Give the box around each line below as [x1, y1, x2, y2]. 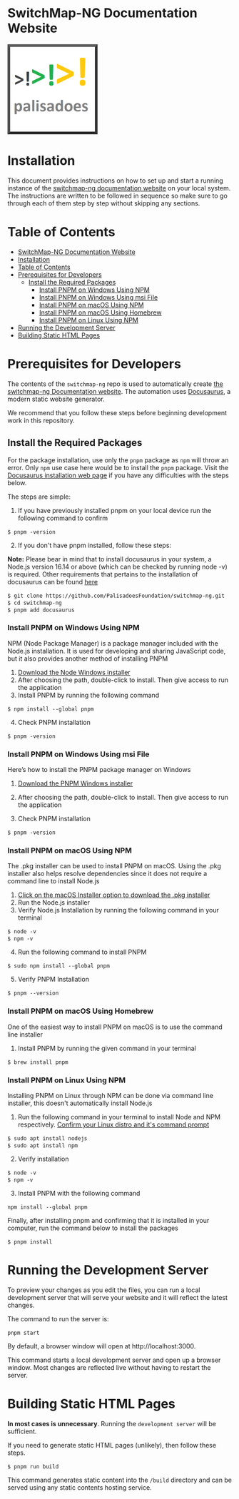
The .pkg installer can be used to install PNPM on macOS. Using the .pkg [7, 862, 221, 870]
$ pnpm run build [7, 1463, 59, 1470]
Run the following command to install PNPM [17, 947, 147, 957]
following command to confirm [17, 514, 108, 522]
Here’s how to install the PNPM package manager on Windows [7, 766, 191, 774]
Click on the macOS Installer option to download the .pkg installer [17, 890, 210, 900]
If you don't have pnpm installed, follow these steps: [17, 541, 172, 549]
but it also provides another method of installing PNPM [7, 654, 168, 663]
